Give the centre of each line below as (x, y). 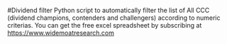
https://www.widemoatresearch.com (61, 33)
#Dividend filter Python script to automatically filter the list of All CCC (109, 10)
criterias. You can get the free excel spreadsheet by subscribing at (105, 25)
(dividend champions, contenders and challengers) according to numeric (114, 18)
